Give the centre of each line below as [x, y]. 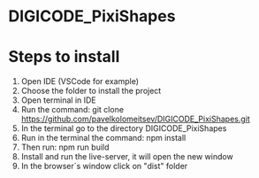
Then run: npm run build [65, 147]
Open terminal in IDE [58, 100]
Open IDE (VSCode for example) [80, 81]
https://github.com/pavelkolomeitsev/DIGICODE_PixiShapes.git [136, 119]
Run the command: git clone [72, 110]
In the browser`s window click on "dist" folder [104, 166]
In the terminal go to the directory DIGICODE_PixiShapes [124, 128]
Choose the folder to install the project [91, 91]
